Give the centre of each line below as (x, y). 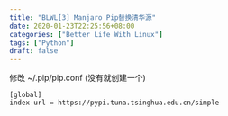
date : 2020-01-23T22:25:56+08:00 (72, 26)
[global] (26, 95)
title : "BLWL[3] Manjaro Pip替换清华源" (82, 18)
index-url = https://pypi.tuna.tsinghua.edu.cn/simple (114, 103)
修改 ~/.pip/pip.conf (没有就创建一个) (78, 78)
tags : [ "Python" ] (42, 43)
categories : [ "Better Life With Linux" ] (87, 34)
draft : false (34, 51)
